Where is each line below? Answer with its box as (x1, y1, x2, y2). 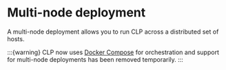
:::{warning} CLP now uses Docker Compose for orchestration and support (7, 48, 219, 56)
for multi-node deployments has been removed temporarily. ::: (7, 55, 184, 63)
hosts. (7, 34, 25, 43)
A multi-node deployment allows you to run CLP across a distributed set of (7, 27, 219, 36)
